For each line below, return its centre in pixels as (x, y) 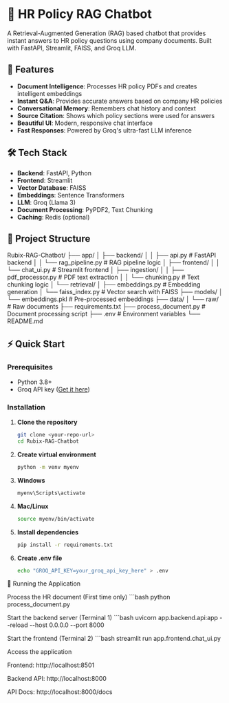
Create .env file (40, 558)
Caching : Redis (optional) (53, 217)
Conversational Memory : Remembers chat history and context (106, 108)
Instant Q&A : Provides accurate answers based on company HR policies (120, 101)
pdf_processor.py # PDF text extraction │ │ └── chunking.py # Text (103, 277)
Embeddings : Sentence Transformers (71, 195)
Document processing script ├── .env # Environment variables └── (104, 314)
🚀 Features (31, 69)
